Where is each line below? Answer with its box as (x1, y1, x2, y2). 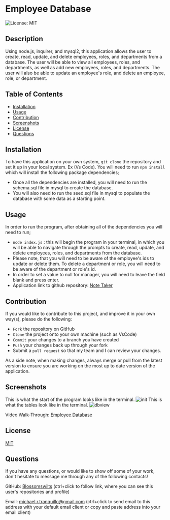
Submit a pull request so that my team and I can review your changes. (12, 348, 161, 354)
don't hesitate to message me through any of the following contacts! (5, 474, 148, 480)
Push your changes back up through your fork (12, 342, 108, 348)
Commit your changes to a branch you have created (12, 337, 119, 342)
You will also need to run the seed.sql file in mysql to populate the (12, 190, 150, 196)
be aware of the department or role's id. (12, 266, 96, 272)
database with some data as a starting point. (12, 195, 106, 201)
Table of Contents (5, 90, 63, 99)
